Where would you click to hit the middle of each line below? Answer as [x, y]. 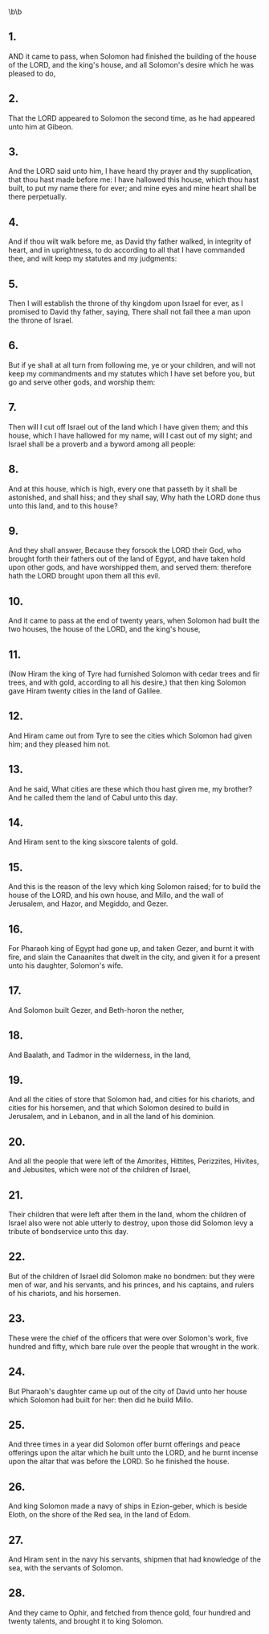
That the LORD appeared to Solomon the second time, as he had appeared [132, 118]
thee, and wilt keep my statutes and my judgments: [93, 259]
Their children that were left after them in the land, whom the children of [127, 1215]
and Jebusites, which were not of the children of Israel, [100, 1170]
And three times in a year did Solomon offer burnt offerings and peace [124, 1444]
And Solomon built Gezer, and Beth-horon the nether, [96, 1010]
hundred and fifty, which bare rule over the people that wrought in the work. [134, 1346]
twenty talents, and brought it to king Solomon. [86, 1621]
